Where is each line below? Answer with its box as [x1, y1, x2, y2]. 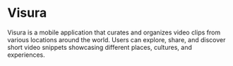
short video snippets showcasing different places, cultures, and [7, 43, 192, 51]
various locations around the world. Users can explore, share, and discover [7, 35, 226, 44]
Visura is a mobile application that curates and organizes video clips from [7, 28, 221, 37]
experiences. [7, 51, 46, 59]
